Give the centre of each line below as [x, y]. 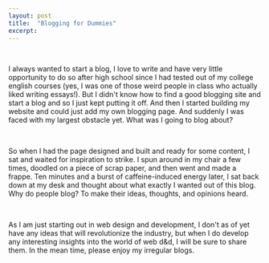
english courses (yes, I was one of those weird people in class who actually [133, 86]
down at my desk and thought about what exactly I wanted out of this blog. [132, 185]
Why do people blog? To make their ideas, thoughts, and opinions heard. [128, 194]
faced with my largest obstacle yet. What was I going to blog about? [121, 120]
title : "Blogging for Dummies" [62, 23]
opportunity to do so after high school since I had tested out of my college [131, 78]
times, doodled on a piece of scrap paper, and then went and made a [122, 168]
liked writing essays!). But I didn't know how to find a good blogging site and [134, 95]
